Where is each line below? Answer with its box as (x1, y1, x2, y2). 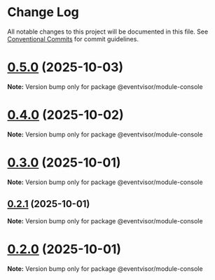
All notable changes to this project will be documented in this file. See (7, 27, 209, 36)
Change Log (7, 4, 79, 20)
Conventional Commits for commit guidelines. (7, 34, 139, 43)
